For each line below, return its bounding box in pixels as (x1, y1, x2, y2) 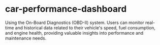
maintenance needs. (5, 35, 47, 41)
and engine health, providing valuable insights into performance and (5, 30, 144, 36)
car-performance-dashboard (5, 3, 127, 15)
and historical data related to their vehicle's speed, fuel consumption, (15, 24, 156, 30)
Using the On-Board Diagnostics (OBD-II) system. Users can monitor (5, 20, 144, 25)
